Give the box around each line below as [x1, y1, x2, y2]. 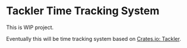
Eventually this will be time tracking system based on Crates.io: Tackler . [6, 35, 181, 42]
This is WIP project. [6, 24, 54, 31]
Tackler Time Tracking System [6, 4, 160, 18]
